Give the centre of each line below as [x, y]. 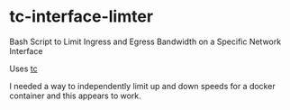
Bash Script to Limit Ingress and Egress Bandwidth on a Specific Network [145, 41]
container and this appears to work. [75, 96]
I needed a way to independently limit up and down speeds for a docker [143, 86]
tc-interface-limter [82, 17]
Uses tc [23, 69]
